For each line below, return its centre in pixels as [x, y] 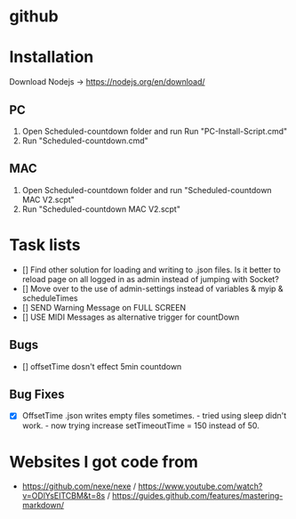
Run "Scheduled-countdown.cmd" [85, 141]
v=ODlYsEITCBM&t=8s [64, 496]
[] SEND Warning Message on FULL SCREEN [104, 307]
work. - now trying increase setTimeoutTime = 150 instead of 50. [140, 426]
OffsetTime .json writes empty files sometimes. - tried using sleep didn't [154, 416]
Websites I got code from [104, 462]
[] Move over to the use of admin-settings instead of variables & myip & [152, 288]
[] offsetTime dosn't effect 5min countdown [102, 366]
